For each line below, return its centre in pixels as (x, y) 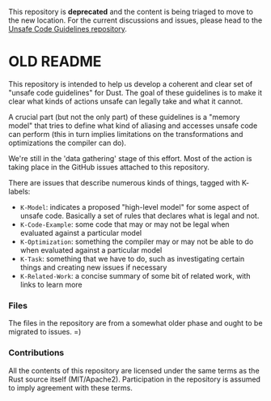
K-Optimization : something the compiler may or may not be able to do (137, 241)
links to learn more (51, 284)
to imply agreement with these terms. (71, 387)
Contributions (36, 353)
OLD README (55, 62)
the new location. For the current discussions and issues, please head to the (135, 20)
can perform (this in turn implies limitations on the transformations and (126, 134)
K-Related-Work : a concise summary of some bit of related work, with (135, 275)
